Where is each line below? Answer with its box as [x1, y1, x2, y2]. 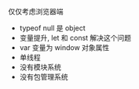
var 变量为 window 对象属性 [19, 43, 110, 52]
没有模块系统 [19, 62, 61, 72]
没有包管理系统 [19, 73, 68, 81]
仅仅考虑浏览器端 [8, 7, 64, 16]
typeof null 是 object [19, 23, 86, 33]
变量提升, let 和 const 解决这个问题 [19, 34, 132, 42]
